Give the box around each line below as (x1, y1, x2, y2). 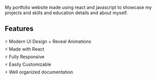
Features (5, 24, 34, 33)
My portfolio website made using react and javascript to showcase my (5, 5, 152, 10)
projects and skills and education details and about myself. (5, 10, 128, 16)
